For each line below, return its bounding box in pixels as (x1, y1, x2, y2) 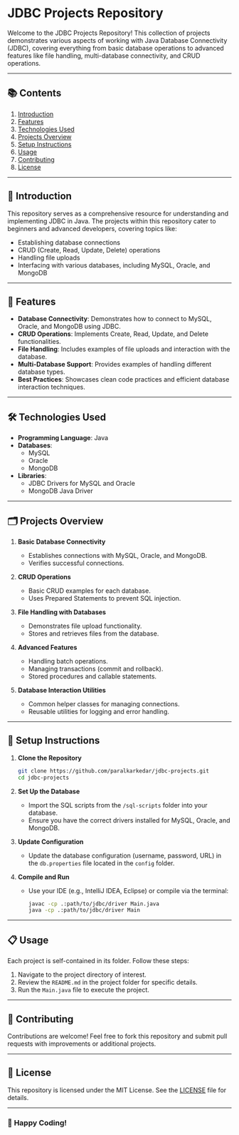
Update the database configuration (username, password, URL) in (28, 851, 222, 860)
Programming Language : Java (17, 434, 109, 442)
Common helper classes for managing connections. (28, 700, 180, 708)
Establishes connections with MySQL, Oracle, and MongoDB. (28, 551, 208, 559)
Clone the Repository (17, 753, 82, 762)
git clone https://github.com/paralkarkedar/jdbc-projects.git (17, 767, 210, 775)
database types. (17, 367, 65, 376)
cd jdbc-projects (17, 774, 70, 781)
